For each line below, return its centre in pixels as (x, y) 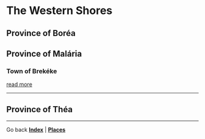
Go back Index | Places (36, 130)
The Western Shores (59, 11)
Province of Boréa (41, 33)
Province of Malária (44, 53)
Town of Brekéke (32, 71)
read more (19, 84)
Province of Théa (40, 109)
